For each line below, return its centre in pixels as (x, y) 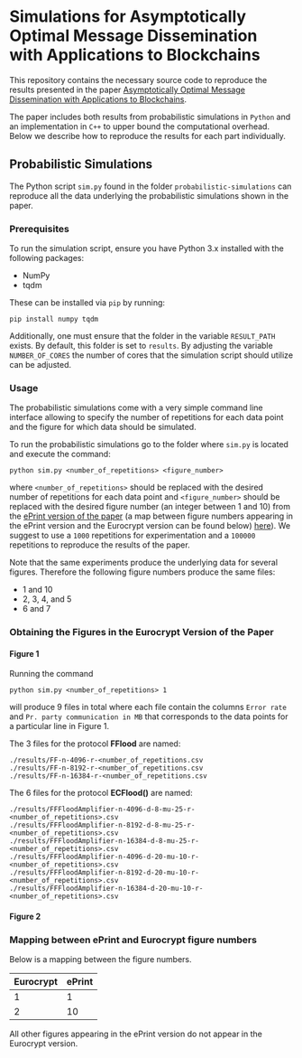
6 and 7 (37, 609)
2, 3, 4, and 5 (47, 599)
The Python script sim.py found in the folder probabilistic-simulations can (151, 186)
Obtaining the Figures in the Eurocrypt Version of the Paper (142, 632)
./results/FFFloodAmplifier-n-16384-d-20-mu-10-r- (106, 889)
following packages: (47, 258)
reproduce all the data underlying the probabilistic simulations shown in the (149, 195)
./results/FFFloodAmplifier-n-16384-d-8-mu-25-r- (105, 841)
